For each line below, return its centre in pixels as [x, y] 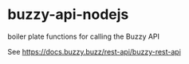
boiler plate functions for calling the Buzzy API [84, 36]
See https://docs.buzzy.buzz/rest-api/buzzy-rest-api [94, 51]
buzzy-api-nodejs [68, 15]
